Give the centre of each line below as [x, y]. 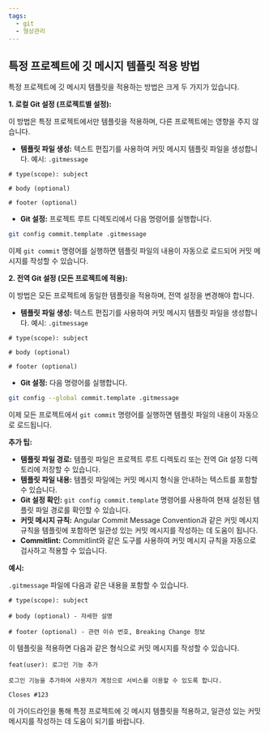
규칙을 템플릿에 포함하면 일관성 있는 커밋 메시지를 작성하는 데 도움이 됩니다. [139, 530]
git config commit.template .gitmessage [78, 235]
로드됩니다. [34, 425]
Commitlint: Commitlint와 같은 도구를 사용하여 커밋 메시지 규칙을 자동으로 [138, 540]
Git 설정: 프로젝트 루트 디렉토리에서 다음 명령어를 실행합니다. [116, 219]
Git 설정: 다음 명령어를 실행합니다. [74, 383]
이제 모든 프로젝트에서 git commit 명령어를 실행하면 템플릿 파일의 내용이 [123, 414]
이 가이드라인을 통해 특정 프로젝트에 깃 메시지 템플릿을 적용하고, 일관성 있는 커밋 [135, 710]
